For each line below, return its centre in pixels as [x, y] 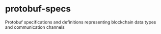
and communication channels [35, 27]
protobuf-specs [38, 9]
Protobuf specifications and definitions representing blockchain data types [80, 22]
